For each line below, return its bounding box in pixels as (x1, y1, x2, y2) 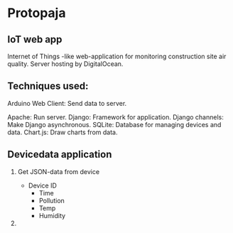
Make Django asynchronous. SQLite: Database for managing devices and (7, 120, 222, 129)
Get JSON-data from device (17, 167, 100, 175)
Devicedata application (7, 148, 112, 161)
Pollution (38, 196, 65, 205)
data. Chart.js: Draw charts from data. (7, 128, 118, 136)
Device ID (28, 181, 57, 190)
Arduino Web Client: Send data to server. (7, 99, 127, 107)
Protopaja (7, 5, 66, 21)
